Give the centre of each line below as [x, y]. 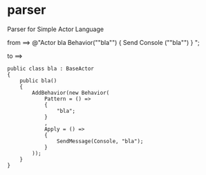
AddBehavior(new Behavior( [71, 93]
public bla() [38, 81]
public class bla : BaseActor [51, 68]
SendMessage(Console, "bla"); [100, 141]
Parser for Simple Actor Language [56, 29]
